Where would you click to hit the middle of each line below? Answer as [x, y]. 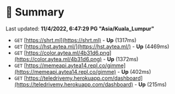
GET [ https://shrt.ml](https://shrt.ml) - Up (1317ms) [75, 40]
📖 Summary [35, 12]
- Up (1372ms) [121, 59]
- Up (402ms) [134, 71]
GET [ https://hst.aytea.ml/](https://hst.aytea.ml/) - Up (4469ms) [92, 46]
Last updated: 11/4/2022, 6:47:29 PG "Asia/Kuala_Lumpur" [80, 29]
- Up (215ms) [151, 84]
